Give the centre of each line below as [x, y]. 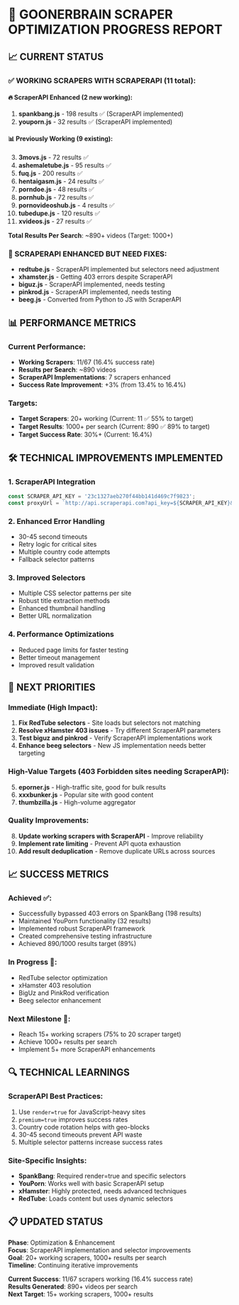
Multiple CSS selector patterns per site [75, 594]
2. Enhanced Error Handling [56, 521]
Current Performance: [47, 346]
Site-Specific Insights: [48, 1160]
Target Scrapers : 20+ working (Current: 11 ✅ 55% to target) [106, 419]
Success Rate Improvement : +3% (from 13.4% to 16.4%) [102, 385]
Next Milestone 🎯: [39, 1019]
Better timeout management [59, 657]
